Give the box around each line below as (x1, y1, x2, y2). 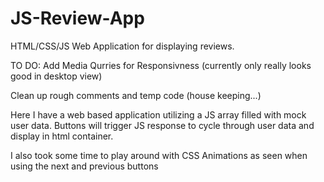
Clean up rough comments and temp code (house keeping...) (10, 89, 262, 101)
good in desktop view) (10, 70, 103, 82)
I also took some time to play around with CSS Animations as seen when (10, 149, 308, 161)
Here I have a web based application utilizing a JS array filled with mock (10, 108, 307, 121)
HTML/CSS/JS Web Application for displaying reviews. (10, 40, 235, 52)
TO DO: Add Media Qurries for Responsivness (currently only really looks (10, 59, 312, 71)
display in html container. (10, 130, 114, 142)
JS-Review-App (10, 7, 145, 30)
